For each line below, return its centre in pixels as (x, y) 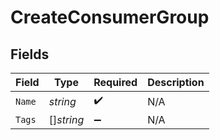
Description (176, 82)
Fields (30, 54)
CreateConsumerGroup (110, 17)
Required (115, 82)
